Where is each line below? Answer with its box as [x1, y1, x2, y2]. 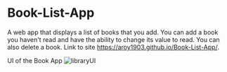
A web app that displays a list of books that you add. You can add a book [7, 28, 219, 36]
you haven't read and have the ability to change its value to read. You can [7, 35, 220, 43]
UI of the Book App [7, 56, 63, 64]
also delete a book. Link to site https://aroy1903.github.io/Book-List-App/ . [7, 43, 220, 51]
